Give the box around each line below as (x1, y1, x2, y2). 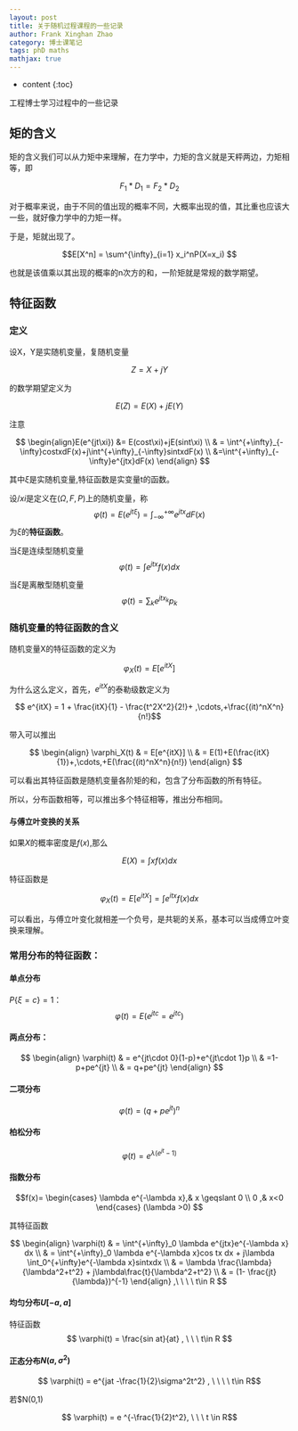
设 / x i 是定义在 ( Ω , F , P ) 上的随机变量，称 (9, 493, 149, 504)
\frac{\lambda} (217, 1256, 272, 1267)
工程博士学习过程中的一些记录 (9, 97, 118, 108)
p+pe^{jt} (75, 1062, 110, 1073)
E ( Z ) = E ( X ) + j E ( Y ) (115, 400, 184, 411)
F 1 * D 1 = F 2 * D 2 (119, 180, 180, 193)
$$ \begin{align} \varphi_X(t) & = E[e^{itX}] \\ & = (29, 747, 208, 758)
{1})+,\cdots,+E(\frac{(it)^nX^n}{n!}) (56, 757, 188, 768)
